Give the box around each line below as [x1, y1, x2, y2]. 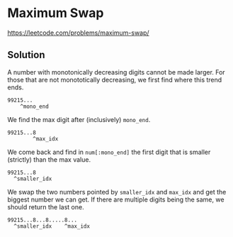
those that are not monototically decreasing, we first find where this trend [7, 75, 222, 84]
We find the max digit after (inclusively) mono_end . [7, 115, 151, 123]
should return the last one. [7, 202, 84, 211]
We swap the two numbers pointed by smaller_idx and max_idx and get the [7, 187, 227, 196]
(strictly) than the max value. [7, 155, 91, 164]
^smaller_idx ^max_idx [13, 222, 91, 230]
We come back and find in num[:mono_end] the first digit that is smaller [7, 148, 211, 156]
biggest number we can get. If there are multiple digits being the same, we [7, 195, 225, 204]
